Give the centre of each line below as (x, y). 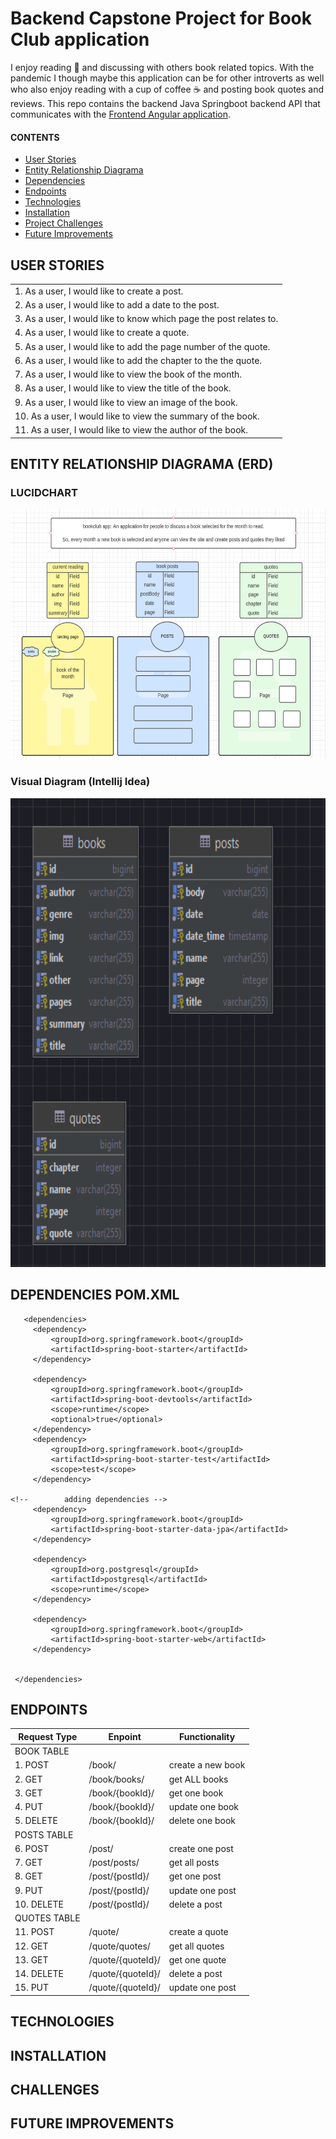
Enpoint (125, 1736)
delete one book (202, 1821)
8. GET (28, 1876)
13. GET (31, 1959)
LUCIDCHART (44, 493)
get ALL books (198, 1779)
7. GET (28, 1863)
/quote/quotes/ (119, 1946)
